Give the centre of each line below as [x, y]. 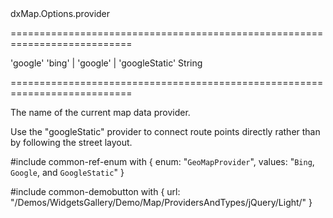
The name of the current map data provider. [100, 112]
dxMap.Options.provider [60, 13]
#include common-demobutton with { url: [95, 191]
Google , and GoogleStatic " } [67, 172]
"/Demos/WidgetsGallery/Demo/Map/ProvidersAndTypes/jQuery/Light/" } [161, 202]
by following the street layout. [71, 142]
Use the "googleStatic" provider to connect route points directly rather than [165, 131]
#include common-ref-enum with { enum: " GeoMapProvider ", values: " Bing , [162, 161]
